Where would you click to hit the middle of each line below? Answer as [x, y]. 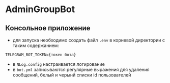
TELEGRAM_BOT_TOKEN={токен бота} [41, 55]
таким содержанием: [36, 46]
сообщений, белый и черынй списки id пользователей [72, 75]
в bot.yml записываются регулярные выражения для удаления [81, 70]
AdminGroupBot [40, 9]
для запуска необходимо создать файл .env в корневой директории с [89, 40]
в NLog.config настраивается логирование [59, 64]
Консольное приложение [48, 28]
